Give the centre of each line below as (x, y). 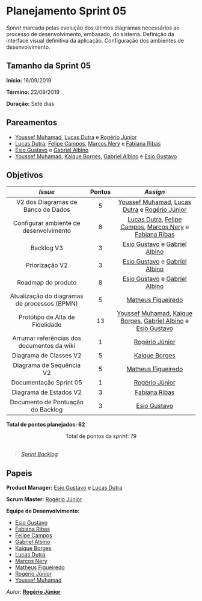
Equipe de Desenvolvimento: (43, 511)
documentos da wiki (47, 346)
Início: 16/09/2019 (29, 80)
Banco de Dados (47, 210)
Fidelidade (47, 325)
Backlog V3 (47, 248)
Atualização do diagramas (47, 296)
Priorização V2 (47, 265)
